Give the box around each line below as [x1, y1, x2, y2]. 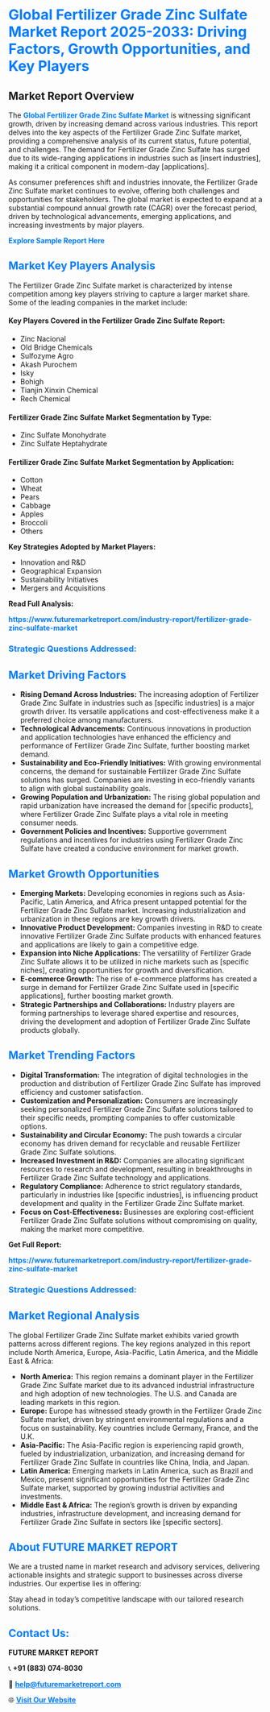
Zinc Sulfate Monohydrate [19, 430, 106, 440]
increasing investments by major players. [8, 220, 145, 230]
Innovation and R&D [19, 558, 86, 567]
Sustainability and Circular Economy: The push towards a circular [19, 1130, 243, 1139]
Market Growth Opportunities [8, 867, 160, 881]
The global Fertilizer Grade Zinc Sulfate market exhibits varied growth [8, 1330, 239, 1340]
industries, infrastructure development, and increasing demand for [19, 1508, 242, 1518]
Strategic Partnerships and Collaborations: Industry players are [19, 999, 235, 1009]
